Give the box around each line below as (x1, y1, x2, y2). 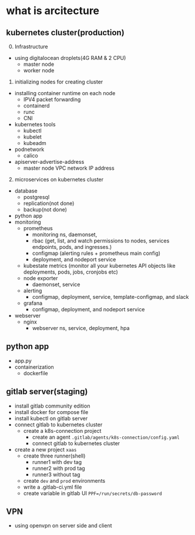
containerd (23, 102, 50, 109)
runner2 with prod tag (32, 465, 85, 472)
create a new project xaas (14, 446, 77, 453)
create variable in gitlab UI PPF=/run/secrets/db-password (23, 489, 163, 497)
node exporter (23, 275, 58, 281)
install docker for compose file (14, 408, 89, 415)
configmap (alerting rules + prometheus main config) (32, 250, 160, 257)
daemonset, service (32, 281, 80, 288)
